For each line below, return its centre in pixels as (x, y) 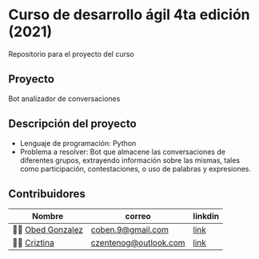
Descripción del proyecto (73, 124)
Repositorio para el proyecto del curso (71, 54)
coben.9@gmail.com (130, 230)
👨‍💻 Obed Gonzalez (48, 230)
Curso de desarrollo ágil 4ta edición (129, 15)
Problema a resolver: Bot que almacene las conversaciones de (123, 152)
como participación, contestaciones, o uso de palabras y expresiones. (135, 168)
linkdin (206, 217)
